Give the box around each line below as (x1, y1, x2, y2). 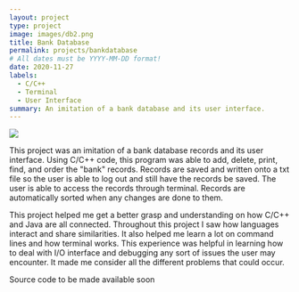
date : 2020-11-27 (9, 63, 74, 72)
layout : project (9, 12, 70, 22)
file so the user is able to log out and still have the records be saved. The (9, 174, 277, 184)
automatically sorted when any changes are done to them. (9, 192, 223, 203)
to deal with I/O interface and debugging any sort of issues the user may (9, 247, 276, 258)
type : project (9, 21, 62, 30)
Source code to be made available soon (9, 274, 155, 285)
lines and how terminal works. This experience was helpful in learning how (9, 238, 284, 249)
